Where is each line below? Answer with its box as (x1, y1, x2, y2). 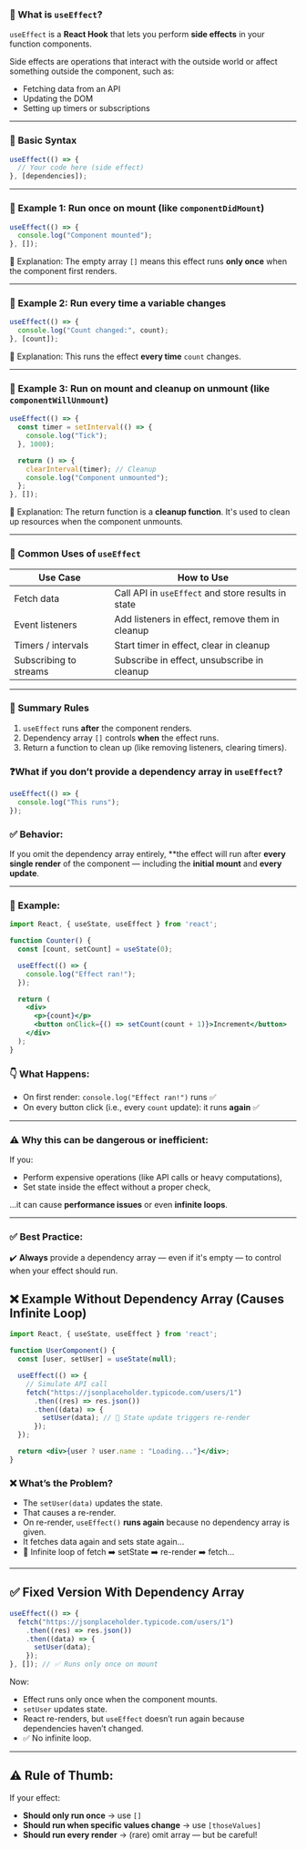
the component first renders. (9, 266, 117, 277)
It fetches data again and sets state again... (22, 1537, 185, 1548)
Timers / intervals (14, 638, 89, 651)
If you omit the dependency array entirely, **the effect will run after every (9, 849, 287, 860)
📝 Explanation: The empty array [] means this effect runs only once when (9, 256, 288, 267)
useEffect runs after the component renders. (22, 722, 193, 733)
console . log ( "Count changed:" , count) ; (17, 326, 169, 335)
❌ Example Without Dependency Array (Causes (9, 1292, 285, 1306)
